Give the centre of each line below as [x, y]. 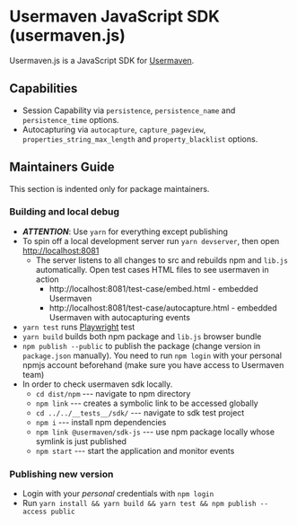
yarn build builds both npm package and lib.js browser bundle [142, 336]
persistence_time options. [70, 119]
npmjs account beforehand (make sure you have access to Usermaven [153, 364]
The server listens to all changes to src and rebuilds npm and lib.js [162, 260]
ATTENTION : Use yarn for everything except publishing [125, 232]
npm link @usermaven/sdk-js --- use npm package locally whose [155, 432]
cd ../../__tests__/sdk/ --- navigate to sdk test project [140, 412]
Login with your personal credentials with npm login [118, 494]
